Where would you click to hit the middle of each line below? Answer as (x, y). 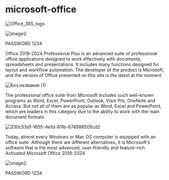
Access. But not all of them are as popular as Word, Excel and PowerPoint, (83, 106)
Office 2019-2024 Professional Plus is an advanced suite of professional (81, 53)
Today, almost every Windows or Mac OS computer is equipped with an (81, 136)
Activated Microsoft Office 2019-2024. (46, 153)
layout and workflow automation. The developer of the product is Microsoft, (85, 70)
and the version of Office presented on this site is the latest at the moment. (84, 75)
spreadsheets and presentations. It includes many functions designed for (82, 64)
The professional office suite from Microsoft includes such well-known (80, 95)
